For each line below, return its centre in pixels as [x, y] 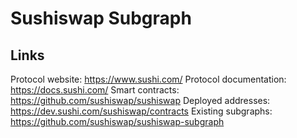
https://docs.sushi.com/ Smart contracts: [95, 90]
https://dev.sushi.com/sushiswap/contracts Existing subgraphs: [141, 111]
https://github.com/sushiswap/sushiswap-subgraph [117, 121]
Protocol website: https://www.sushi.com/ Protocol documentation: [148, 79]
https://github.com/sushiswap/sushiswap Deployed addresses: [140, 100]
